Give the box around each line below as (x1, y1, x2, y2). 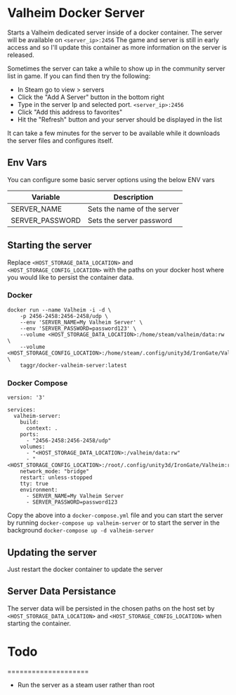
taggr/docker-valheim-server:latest (20, 362, 128, 369)
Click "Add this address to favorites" (17, 108, 123, 116)
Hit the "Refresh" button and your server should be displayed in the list (17, 115, 223, 124)
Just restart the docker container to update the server (7, 565, 163, 573)
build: (20, 419, 39, 426)
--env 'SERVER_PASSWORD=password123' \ (20, 325, 137, 332)
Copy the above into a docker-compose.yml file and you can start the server (7, 511, 223, 520)
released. (7, 51, 34, 59)
